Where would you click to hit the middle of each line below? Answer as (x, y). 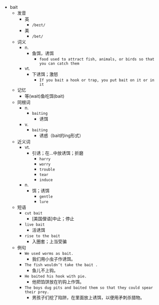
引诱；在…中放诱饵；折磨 (58, 153)
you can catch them (59, 64)
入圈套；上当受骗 (49, 241)
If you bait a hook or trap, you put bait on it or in (97, 80)
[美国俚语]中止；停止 (53, 219)
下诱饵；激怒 (45, 74)
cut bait (34, 213)
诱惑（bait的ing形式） (61, 136)
